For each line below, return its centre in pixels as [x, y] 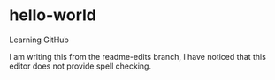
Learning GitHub [39, 40]
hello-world [53, 15]
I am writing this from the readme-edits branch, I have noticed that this [138, 56]
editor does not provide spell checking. [80, 66]
